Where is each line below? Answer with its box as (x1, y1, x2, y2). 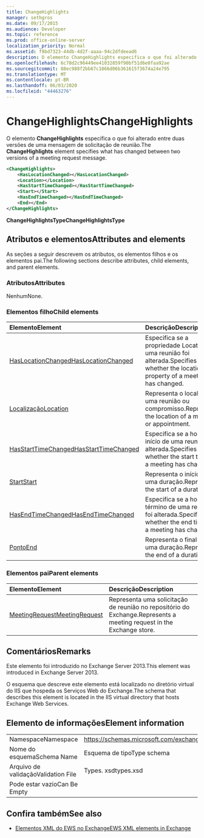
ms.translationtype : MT (6, 71, 67, 77)
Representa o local (144, 389, 199, 398)
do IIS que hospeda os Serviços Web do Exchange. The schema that (6, 687, 176, 695)
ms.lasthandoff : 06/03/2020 (6, 83, 78, 89)
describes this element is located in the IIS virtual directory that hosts (6, 694, 180, 701)
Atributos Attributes (6, 279, 66, 287)
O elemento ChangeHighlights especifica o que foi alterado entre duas (6, 135, 185, 142)
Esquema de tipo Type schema (84, 749, 170, 758)
